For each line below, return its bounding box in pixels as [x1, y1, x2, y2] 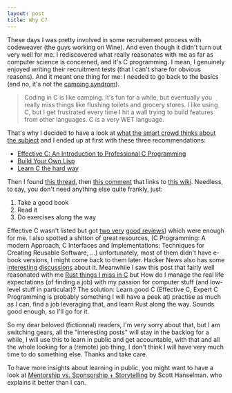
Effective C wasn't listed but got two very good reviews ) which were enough [7, 226, 224, 235]
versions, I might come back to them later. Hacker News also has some [23, 255, 225, 264]
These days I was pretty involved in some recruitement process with [7, 35, 202, 44]
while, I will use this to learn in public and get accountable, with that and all [7, 335, 220, 343]
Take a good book [17, 198, 69, 206]
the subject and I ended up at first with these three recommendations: [7, 136, 206, 144]
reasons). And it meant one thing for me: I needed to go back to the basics [7, 72, 219, 80]
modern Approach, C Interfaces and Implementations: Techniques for [7, 241, 205, 249]
